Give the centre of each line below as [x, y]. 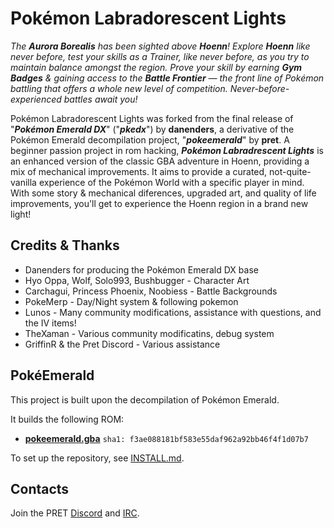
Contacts [40, 488]
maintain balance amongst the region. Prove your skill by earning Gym [156, 67]
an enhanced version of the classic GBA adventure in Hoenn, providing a [160, 161]
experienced [36, 99]
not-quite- [290, 171]
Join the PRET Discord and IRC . [75, 513]
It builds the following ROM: [67, 419]
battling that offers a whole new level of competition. [119, 88]
